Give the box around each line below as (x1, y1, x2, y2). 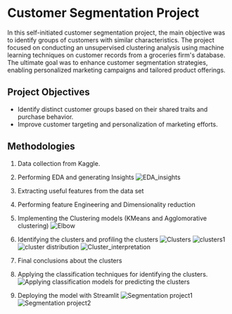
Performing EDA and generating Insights (17, 173, 135, 181)
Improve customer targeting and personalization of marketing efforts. (17, 120, 218, 128)
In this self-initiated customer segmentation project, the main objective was (7, 28, 226, 37)
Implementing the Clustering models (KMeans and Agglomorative (17, 214, 207, 222)
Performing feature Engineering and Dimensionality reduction (17, 200, 195, 209)
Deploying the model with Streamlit (17, 291, 120, 299)
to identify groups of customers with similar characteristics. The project (7, 35, 214, 44)
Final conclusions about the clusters (17, 256, 122, 265)
